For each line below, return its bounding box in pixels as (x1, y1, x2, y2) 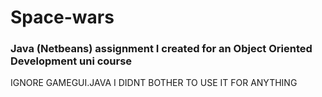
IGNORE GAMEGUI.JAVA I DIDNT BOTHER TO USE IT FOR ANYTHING (10, 77, 298, 89)
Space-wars (10, 6, 115, 29)
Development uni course (10, 54, 133, 68)
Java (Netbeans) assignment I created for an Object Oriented (10, 42, 313, 56)
